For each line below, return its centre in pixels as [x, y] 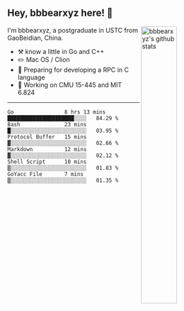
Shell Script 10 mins [47, 162]
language [31, 77]
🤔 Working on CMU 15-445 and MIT [70, 84]
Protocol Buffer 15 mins [47, 137]
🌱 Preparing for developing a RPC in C [73, 70]
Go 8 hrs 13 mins [57, 112]
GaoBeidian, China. [35, 38]
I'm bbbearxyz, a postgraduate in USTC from [73, 30]
